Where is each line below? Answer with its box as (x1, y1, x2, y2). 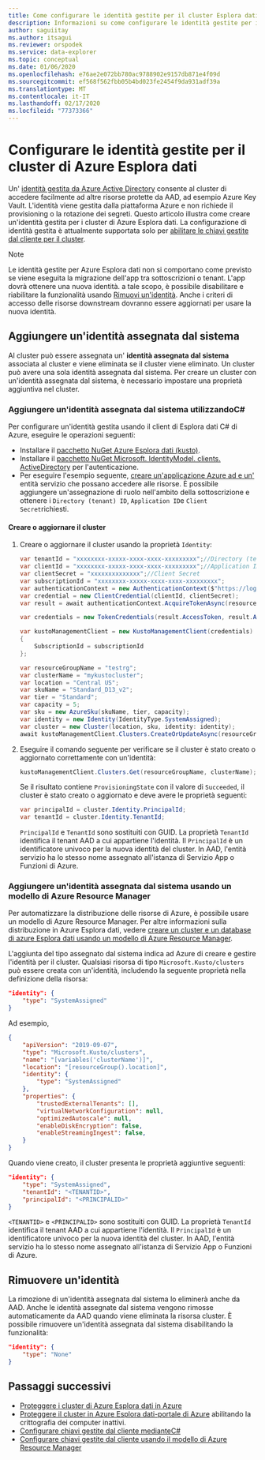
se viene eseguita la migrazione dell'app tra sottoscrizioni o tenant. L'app (8, 273, 246, 283)
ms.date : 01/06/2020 (8, 63, 77, 71)
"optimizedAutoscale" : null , (36, 1114, 132, 1122)
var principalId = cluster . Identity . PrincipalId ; (19, 806, 187, 814)
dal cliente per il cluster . (8, 234, 86, 243)
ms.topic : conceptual (8, 56, 80, 64)
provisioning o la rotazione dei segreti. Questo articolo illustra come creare (8, 208, 251, 218)
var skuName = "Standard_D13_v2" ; (19, 686, 133, 694)
